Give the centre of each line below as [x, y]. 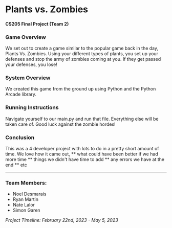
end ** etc [16, 165]
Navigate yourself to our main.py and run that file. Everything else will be [82, 119]
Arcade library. [21, 94]
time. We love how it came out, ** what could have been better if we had [82, 154]
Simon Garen [26, 210]
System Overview [28, 78]
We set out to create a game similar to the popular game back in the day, [82, 48]
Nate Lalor [24, 205]
